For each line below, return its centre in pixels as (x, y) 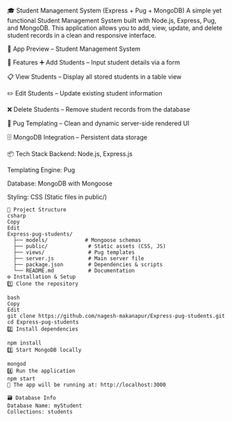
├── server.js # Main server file (79, 259)
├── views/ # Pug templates (74, 252)
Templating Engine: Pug (41, 170)
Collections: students (40, 412)
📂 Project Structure (37, 210)
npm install (24, 343)
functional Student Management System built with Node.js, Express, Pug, (112, 21)
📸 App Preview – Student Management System (74, 49)
